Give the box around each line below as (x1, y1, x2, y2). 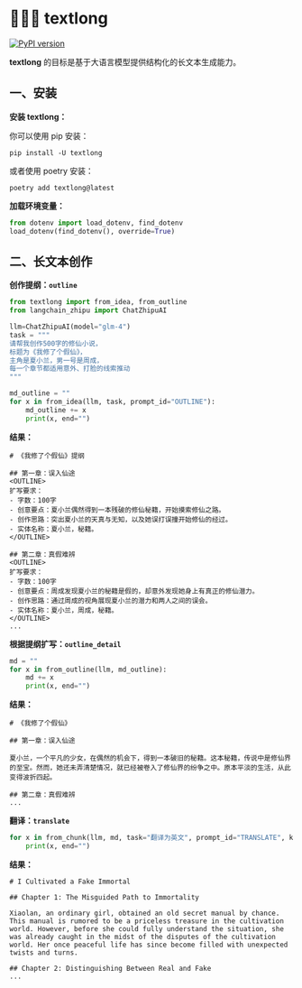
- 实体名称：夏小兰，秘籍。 (9, 524, 99, 533)
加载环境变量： (9, 200, 65, 211)
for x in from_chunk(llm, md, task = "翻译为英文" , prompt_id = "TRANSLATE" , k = (9, 834, 297, 843)
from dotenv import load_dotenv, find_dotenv (9, 218, 183, 227)
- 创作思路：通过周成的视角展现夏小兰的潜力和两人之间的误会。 (9, 596, 213, 605)
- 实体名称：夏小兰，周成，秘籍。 (9, 605, 119, 614)
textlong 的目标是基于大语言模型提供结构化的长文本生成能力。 (9, 56, 242, 67)
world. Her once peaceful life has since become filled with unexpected (9, 940, 288, 949)
